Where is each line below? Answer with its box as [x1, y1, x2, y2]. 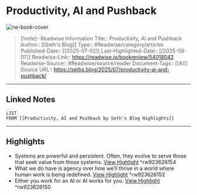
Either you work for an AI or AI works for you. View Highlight [14, 177, 160, 184]
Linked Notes [6, 95, 56, 105]
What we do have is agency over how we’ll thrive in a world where [14, 165, 175, 172]
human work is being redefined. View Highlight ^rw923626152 [14, 171, 165, 178]
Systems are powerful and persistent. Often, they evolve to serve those [14, 152, 186, 159]
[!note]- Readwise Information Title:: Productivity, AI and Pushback [20, 35, 182, 42]
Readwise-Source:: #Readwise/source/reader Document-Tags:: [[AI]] [20, 60, 188, 67]
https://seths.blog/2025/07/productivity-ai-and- [53, 66, 170, 73]
